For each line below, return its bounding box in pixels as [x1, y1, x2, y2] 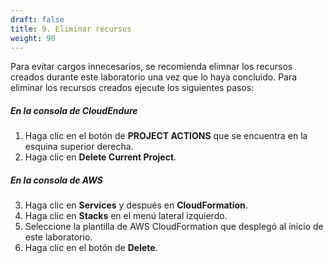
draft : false [10, 14, 65, 25]
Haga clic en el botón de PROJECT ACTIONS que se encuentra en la [24, 130, 308, 142]
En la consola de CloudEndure [10, 104, 138, 116]
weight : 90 [10, 33, 56, 43]
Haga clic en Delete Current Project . [24, 151, 177, 163]
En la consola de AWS [10, 174, 103, 186]
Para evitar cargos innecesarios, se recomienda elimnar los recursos [10, 61, 293, 73]
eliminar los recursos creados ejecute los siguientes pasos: [10, 82, 255, 94]
